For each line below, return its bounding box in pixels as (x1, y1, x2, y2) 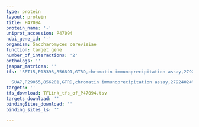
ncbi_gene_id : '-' (6, 36, 52, 42)
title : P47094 (6, 19, 41, 25)
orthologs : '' (6, 58, 41, 63)
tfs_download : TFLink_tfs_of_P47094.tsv (6, 91, 108, 96)
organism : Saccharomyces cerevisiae (6, 42, 97, 48)
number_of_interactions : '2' (6, 52, 78, 58)
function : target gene (6, 47, 62, 53)
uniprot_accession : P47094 (6, 31, 73, 36)
